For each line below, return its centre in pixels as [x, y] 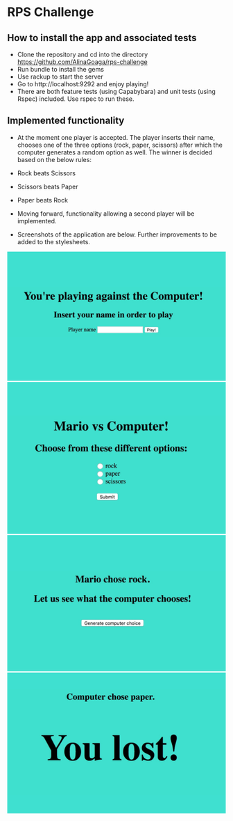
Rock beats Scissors [46, 173]
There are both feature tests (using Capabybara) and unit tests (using [116, 91]
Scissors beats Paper [48, 186]
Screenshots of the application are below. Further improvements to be [117, 234]
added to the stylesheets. [53, 241]
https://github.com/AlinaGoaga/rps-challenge [82, 62]
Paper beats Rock [42, 200]
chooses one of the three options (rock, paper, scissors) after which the [120, 145]
